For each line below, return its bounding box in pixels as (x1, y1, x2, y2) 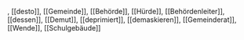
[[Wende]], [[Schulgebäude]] (7, 24, 101, 32)
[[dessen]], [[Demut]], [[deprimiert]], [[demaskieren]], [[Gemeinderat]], (7, 15, 237, 24)
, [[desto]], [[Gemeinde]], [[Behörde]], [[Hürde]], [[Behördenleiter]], (7, 7, 225, 16)
